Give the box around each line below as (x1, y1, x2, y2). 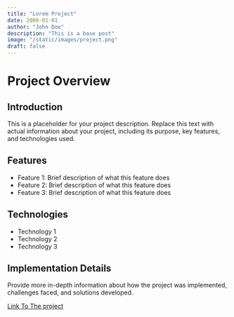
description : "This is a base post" (7, 29, 115, 37)
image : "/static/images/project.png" (7, 36, 118, 43)
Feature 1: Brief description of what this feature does (17, 173, 170, 182)
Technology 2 (17, 234, 58, 243)
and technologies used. (7, 135, 75, 142)
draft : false (7, 43, 46, 50)
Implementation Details (7, 262, 112, 274)
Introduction (7, 101, 63, 113)
